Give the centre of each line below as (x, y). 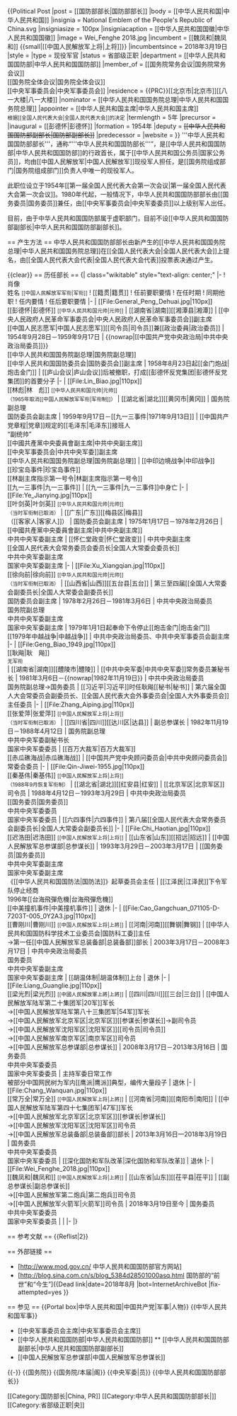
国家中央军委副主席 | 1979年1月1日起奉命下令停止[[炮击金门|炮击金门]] (109, 627)
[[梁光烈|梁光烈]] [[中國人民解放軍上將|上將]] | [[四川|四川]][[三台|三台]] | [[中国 (115, 994)
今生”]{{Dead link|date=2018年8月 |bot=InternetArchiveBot (121, 1284)
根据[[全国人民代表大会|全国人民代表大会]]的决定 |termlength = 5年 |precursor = (112, 117)
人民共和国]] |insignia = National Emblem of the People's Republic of (113, 20)
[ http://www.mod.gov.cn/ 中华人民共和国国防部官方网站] (100, 1266)
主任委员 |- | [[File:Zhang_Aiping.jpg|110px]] (71, 704)
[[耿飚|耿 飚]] (29, 653)
